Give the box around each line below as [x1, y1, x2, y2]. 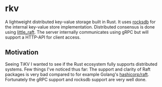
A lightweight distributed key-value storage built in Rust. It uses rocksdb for [5, 19, 156, 25]
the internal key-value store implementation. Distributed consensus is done [5, 24, 155, 29]
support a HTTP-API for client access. [5, 34, 81, 40]
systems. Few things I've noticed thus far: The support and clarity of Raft [5, 66, 151, 72]
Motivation [5, 48, 39, 57]
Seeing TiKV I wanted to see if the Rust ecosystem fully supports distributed [5, 61, 158, 67]
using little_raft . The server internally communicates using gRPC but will [5, 29, 149, 35]
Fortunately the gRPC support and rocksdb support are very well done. [5, 76, 147, 82]
